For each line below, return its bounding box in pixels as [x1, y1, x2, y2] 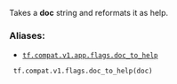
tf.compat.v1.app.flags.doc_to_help [21, 51, 158, 60]
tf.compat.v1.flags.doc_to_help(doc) [12, 66, 153, 76]
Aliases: [9, 29, 46, 42]
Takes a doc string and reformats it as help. [9, 8, 169, 18]
